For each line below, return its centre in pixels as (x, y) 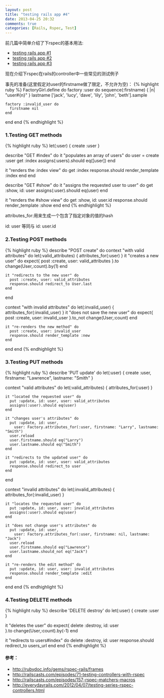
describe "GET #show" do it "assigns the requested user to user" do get (79, 185)
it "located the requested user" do (43, 397)
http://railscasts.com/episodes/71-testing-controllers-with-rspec (79, 674)
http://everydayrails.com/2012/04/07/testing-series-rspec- (73, 685)
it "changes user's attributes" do (42, 419)
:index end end (20, 176)
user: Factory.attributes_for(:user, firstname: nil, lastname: (82, 535)
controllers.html (28, 690)
